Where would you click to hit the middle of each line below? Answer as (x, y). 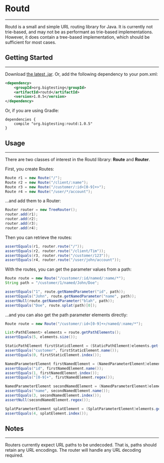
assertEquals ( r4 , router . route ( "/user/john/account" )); (63, 260)
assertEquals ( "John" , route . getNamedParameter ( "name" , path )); (71, 296)
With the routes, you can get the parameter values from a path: (68, 269)
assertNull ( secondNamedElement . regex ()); (48, 400)
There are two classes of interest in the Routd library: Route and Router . (78, 159)
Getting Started (29, 58)
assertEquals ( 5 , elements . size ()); (41, 337)
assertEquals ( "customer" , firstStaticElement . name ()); (62, 350)
